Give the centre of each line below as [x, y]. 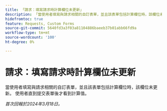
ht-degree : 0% [20, 42]
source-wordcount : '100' [31, 38]
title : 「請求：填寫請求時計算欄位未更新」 [44, 10]
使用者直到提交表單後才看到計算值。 [52, 93]
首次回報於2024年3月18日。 [34, 104]
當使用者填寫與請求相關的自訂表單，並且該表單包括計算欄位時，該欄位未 [79, 87]
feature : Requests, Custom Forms [40, 24]
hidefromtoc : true [24, 19]
